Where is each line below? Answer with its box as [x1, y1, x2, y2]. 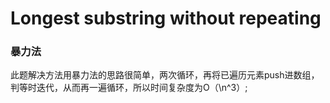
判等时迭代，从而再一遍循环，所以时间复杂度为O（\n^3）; [10, 82, 248, 94]
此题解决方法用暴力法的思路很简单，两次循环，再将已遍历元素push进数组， [10, 69, 320, 81]
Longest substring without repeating [10, 7, 322, 30]
